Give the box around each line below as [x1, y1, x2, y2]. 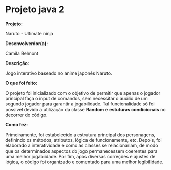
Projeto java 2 [5, 4, 65, 15]
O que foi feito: [5, 80, 37, 86]
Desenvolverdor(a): [5, 40, 48, 47]
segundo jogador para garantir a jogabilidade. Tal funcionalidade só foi [5, 101, 155, 107]
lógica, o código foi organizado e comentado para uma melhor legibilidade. [5, 159, 164, 165]
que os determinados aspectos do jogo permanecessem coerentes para [5, 147, 158, 154]
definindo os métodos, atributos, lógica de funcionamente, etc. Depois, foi [5, 137, 162, 143]
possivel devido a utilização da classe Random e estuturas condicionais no [5, 106, 166, 112]
